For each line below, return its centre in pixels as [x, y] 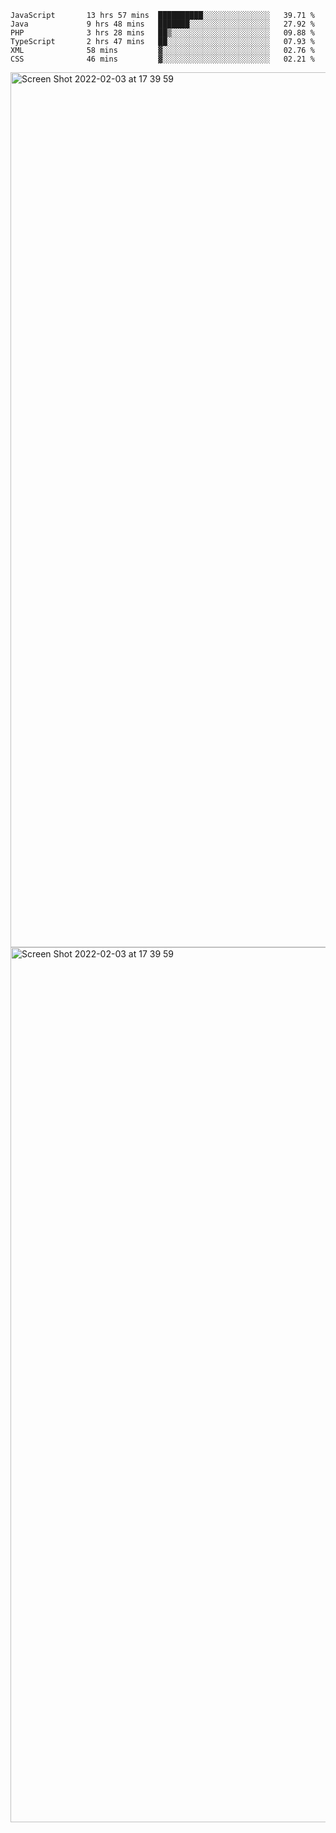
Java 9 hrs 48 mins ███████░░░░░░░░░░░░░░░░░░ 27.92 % [162, 24]
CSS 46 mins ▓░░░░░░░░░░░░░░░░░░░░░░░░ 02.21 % [162, 59]
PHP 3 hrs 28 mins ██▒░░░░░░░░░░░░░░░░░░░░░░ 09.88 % [162, 33]
